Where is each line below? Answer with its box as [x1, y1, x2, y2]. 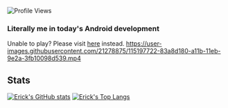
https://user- [125, 39, 162, 48]
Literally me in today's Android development [7, 24, 159, 33]
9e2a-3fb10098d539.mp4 [7, 54, 81, 62]
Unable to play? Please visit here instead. [7, 39, 125, 48]
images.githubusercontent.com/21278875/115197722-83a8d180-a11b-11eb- [7, 47, 221, 55]
